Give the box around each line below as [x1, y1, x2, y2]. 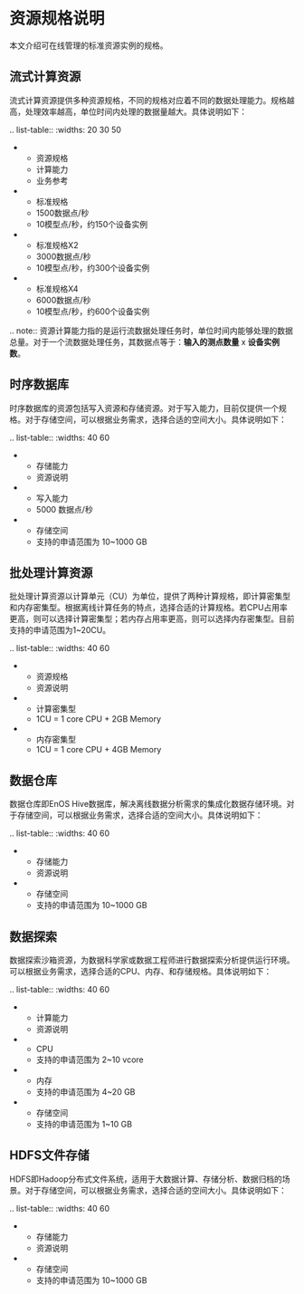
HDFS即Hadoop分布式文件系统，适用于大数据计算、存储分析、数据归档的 [9, 1174, 282, 1184]
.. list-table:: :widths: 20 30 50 [9, 124, 122, 135]
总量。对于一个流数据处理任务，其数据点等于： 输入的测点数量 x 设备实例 [9, 336, 280, 347]
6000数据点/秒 [35, 294, 91, 305]
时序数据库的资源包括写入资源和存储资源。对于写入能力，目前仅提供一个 [9, 402, 279, 413]
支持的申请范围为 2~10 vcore [35, 1054, 144, 1065]
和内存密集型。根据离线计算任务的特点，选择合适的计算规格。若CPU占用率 [9, 602, 288, 613]
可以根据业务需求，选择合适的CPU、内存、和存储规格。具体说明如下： [9, 966, 272, 976]
